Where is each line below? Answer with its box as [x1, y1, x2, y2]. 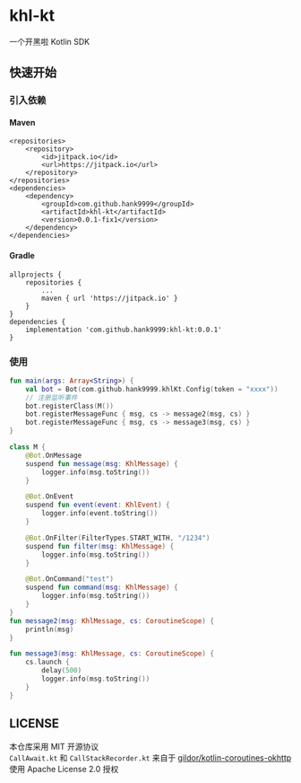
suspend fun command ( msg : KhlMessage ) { [25, 583, 178, 593]
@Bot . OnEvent [25, 492, 74, 501]
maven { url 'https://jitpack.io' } [41, 294, 178, 303]
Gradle [9, 251, 36, 261]
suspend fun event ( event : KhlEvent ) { [25, 500, 170, 510]
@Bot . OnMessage [25, 451, 82, 460]
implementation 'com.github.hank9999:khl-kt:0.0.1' [25, 325, 222, 334]
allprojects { [9, 270, 63, 279]
